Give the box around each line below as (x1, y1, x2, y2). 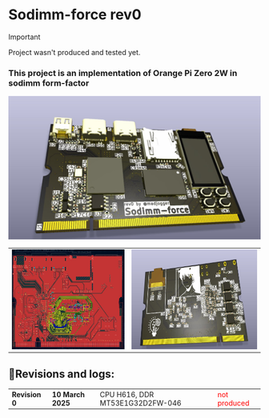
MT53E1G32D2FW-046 (99, 398, 182, 408)
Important (8, 32, 41, 42)
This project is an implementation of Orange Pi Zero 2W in (8, 67, 238, 78)
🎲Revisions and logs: (8, 367, 114, 380)
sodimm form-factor (8, 78, 90, 89)
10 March (51, 389, 86, 399)
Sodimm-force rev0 (8, 6, 142, 24)
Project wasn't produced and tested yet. (8, 47, 141, 57)
